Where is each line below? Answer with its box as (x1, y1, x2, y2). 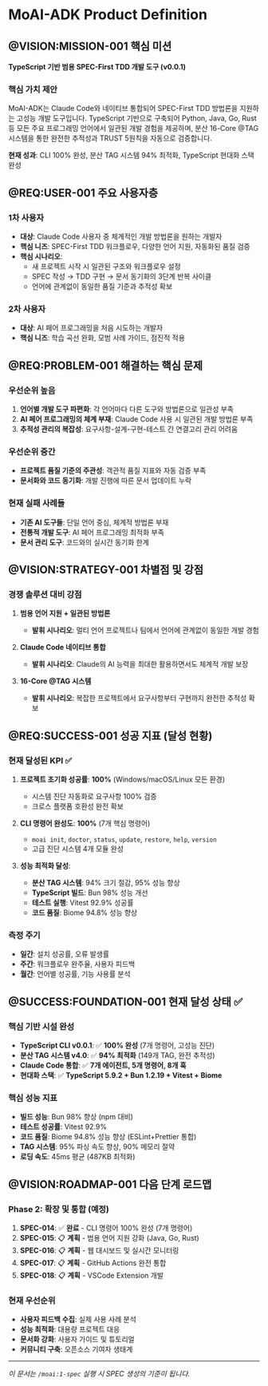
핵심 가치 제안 (8, 84, 58, 95)
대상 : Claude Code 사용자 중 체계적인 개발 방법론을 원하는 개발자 (19, 232, 223, 241)
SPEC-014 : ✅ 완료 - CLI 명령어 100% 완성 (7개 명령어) (19, 1223, 193, 1233)
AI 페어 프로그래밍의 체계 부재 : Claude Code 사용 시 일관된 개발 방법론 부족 (19, 414, 254, 424)
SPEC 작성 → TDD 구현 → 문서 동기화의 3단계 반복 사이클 (31, 271, 212, 281)
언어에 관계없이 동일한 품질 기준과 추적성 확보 (31, 281, 173, 291)
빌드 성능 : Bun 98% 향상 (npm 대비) (19, 1112, 134, 1122)
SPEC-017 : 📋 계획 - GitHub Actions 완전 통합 (19, 1257, 167, 1267)
